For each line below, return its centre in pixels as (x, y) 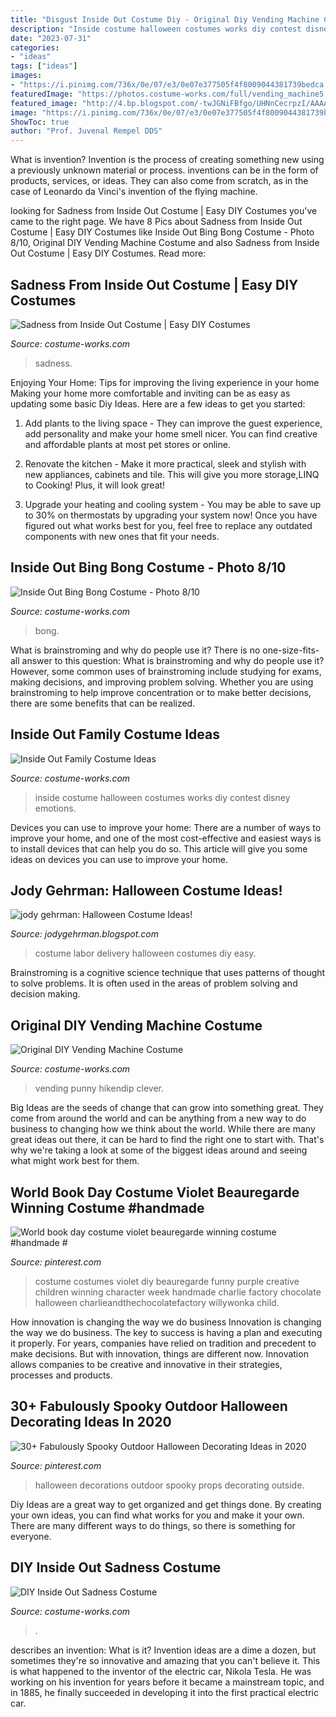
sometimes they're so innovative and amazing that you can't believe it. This (165, 1660)
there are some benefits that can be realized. (103, 703)
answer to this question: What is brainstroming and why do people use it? (173, 660)
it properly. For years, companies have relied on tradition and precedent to (163, 1343)
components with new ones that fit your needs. (122, 536)
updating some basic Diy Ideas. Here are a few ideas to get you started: (158, 403)
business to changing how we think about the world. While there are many (163, 1129)
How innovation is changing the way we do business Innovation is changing (166, 1322)
